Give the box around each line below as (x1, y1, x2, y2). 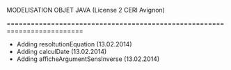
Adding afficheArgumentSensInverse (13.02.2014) (16, 55, 160, 63)
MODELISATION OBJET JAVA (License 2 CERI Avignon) (6, 6, 165, 14)
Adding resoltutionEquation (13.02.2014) (16, 40, 132, 48)
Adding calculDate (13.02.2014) (16, 48, 107, 55)
